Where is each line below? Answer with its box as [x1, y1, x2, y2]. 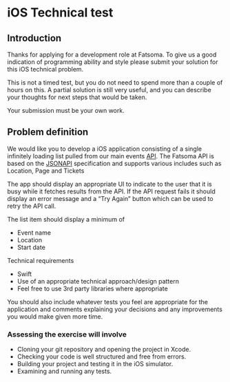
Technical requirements [7, 256, 74, 264]
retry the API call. [7, 202, 56, 210]
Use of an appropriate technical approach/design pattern [17, 277, 179, 285]
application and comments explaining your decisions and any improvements [7, 305, 222, 313]
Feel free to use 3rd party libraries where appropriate [17, 284, 169, 293]
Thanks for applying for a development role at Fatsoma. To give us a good [7, 50, 217, 59]
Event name [17, 229, 52, 237]
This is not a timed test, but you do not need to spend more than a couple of [7, 78, 223, 87]
